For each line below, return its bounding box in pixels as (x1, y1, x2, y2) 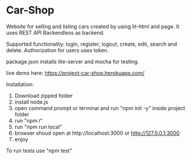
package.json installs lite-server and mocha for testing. (6, 58, 139, 65)
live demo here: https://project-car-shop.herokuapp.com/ (6, 69, 145, 76)
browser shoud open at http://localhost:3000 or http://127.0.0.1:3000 (14, 130, 180, 137)
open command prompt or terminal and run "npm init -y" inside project (14, 104, 186, 111)
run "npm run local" (14, 123, 63, 130)
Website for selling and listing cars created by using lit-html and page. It (6, 23, 180, 30)
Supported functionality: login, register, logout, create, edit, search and (6, 40, 178, 47)
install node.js (14, 98, 49, 105)
